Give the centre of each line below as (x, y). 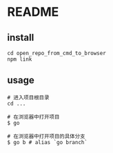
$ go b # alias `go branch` (48, 142)
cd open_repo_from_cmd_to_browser (57, 53)
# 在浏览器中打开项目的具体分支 (46, 136)
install (21, 38)
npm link (20, 59)
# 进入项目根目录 (28, 97)
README (33, 12)
